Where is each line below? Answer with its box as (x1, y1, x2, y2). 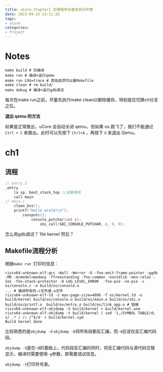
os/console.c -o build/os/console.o (5, 283, 79, 288)
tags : (5, 16, 16, 21)
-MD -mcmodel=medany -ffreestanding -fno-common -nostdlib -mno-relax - (5, 274, 156, 279)
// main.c (5, 199, 25, 204)
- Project (5, 30, 25, 35)
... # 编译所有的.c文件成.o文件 (5, 288, 63, 293)
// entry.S (5, 181, 27, 186)
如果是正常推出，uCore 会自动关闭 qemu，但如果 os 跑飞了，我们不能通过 (5, 123, 153, 129)
